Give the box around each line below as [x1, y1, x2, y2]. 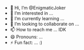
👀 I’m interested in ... [10, 10, 53, 16]
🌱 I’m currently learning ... [10, 16, 65, 21]
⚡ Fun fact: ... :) [10, 39, 42, 45]
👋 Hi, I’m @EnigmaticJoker [10, 5, 66, 11]
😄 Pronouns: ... [10, 34, 43, 40]
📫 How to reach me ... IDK [10, 27, 66, 32]
